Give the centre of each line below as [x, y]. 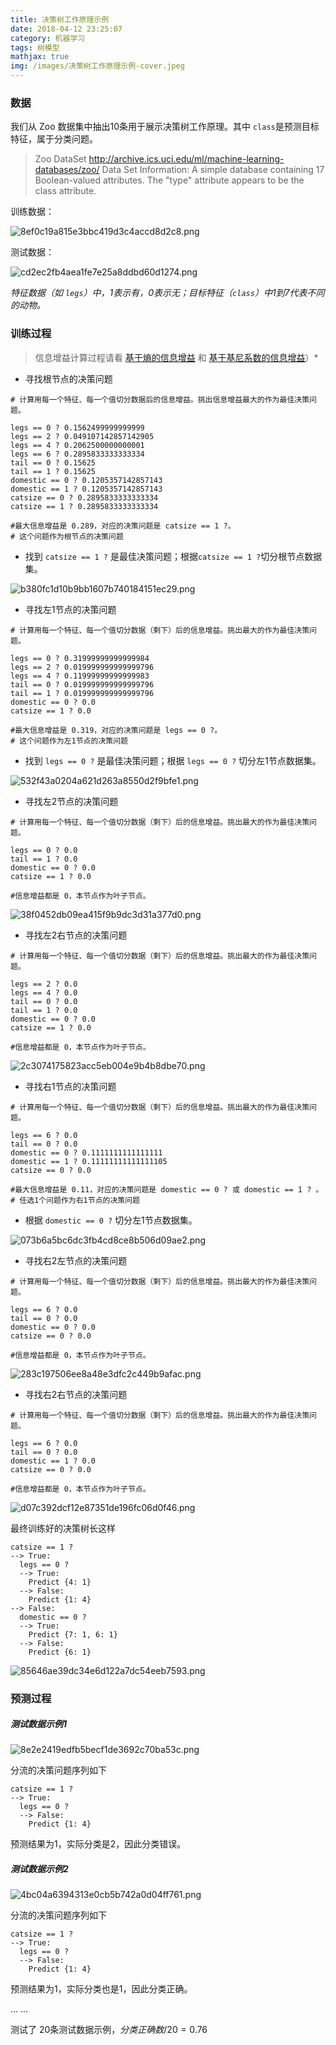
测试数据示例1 [39, 1724]
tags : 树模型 [35, 47]
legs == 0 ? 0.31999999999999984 [80, 658]
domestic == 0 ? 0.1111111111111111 [86, 1152]
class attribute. [65, 191]
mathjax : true [40, 57]
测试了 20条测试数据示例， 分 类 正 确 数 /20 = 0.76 [109, 2030]
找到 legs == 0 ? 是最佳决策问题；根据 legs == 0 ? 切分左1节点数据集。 [173, 760]
